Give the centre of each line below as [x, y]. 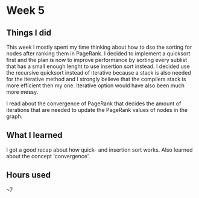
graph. [14, 116]
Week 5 [26, 11]
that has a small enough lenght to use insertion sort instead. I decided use [98, 66]
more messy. [22, 92]
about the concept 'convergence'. [48, 156]
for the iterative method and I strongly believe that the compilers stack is [96, 79]
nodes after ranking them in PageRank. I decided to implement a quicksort [98, 54]
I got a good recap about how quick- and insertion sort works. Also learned [99, 150]
